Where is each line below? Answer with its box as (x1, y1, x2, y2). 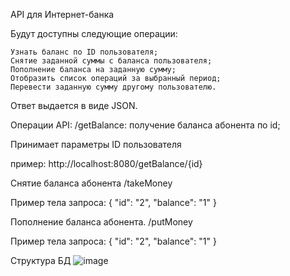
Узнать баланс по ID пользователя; (10, 47, 159, 57)
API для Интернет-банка (10, 9, 115, 20)
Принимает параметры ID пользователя (10, 139, 182, 150)
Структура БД (10, 255, 72, 266)
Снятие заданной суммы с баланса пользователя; (10, 56, 213, 66)
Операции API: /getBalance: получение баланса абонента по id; (10, 119, 281, 131)
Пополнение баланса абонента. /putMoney (10, 216, 193, 228)
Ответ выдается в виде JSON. (10, 100, 138, 111)
